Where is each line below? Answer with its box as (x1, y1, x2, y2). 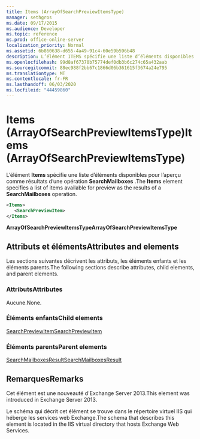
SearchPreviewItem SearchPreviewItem (6, 327, 102, 334)
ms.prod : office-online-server (6, 37, 84, 43)
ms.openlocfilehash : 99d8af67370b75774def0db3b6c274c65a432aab (6, 59, 168, 65)
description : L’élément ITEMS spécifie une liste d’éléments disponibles (6, 54, 195, 60)
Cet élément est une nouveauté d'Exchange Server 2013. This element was (6, 389, 190, 397)
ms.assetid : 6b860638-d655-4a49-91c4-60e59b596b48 (6, 48, 135, 54)
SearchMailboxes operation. (6, 190, 77, 197)
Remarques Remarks (6, 373, 84, 384)
